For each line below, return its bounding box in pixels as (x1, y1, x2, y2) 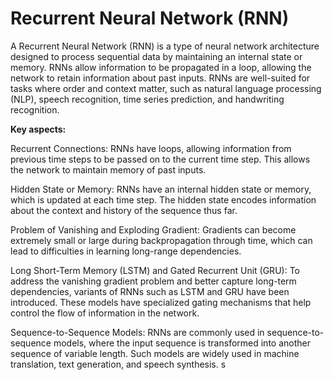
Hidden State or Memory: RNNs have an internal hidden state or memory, (10, 183, 312, 195)
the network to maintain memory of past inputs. (10, 163, 207, 176)
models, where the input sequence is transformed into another (53, 337, 311, 349)
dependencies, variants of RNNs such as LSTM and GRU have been (10, 285, 290, 297)
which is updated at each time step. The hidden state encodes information (10, 193, 317, 206)
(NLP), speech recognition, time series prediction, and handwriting (10, 93, 285, 105)
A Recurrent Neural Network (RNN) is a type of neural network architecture (10, 40, 320, 52)
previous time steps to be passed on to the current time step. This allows (10, 153, 311, 165)
